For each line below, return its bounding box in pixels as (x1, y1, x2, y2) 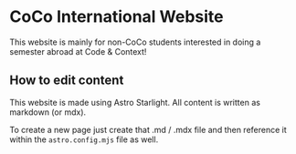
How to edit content (9, 73, 124, 88)
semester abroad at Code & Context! (9, 46, 147, 56)
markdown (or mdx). (9, 107, 87, 118)
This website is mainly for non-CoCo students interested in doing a (9, 36, 261, 47)
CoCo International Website (9, 6, 224, 27)
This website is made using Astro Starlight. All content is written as (9, 97, 260, 108)
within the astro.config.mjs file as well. (9, 134, 159, 145)
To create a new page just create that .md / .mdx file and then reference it (9, 124, 288, 135)
